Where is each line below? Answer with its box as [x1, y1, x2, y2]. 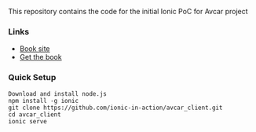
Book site [19, 44, 50, 53]
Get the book [19, 53, 62, 62]
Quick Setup [8, 72, 57, 83]
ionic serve [8, 117, 47, 125]
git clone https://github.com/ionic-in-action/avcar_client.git [8, 104, 223, 112]
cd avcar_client [8, 110, 61, 119]
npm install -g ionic [8, 97, 79, 104]
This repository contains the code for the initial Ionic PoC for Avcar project [8, 7, 249, 16]
